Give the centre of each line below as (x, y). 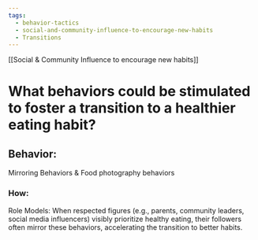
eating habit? (52, 125)
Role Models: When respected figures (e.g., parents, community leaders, (126, 210)
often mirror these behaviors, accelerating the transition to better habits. (125, 227)
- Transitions (38, 37)
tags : (17, 15)
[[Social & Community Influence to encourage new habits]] (103, 60)
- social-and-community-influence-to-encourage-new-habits (114, 30)
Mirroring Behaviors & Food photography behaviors (92, 173)
